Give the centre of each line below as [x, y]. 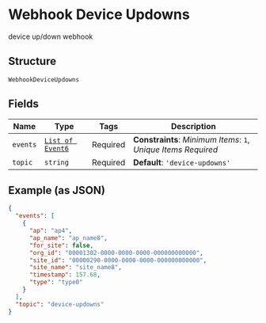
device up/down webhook [51, 36]
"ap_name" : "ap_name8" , [68, 238]
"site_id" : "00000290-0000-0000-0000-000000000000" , [118, 260]
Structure [32, 61]
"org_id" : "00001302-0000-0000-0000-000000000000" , [116, 253]
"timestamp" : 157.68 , [65, 275]
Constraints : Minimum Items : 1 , [192, 139]
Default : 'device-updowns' [182, 162]
